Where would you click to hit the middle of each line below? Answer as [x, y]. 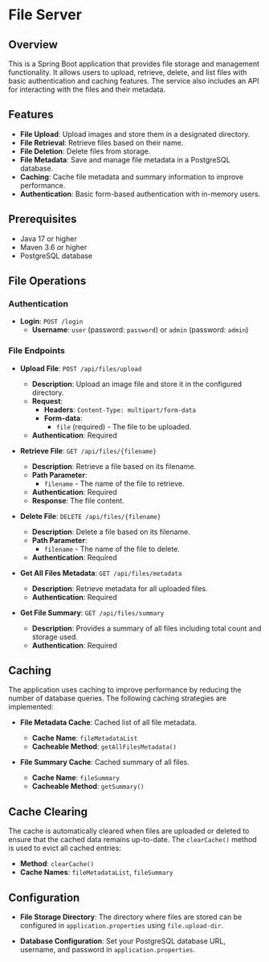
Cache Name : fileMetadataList [85, 738]
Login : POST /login [51, 321]
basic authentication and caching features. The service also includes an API [134, 81]
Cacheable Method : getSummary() [88, 787]
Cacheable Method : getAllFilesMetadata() [104, 746]
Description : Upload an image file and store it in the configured [137, 384]
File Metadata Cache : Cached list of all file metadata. [108, 722]
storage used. [55, 636]
